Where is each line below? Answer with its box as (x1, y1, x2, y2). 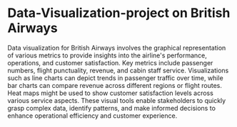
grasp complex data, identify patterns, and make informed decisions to (7, 104, 216, 112)
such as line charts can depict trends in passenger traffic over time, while (7, 73, 223, 82)
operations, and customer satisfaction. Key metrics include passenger (7, 58, 213, 67)
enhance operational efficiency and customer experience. (7, 111, 178, 120)
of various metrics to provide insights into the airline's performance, (7, 51, 207, 60)
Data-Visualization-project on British (7, 5, 231, 21)
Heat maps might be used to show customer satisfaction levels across (7, 89, 214, 97)
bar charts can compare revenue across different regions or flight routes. (7, 81, 223, 89)
